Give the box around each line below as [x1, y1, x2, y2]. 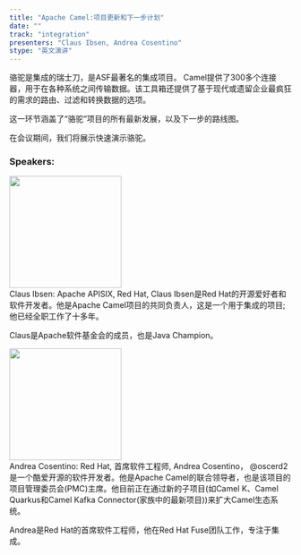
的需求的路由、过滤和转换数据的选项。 [9, 95, 150, 106]
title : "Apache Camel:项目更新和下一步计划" [9, 13, 165, 22]
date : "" [9, 21, 42, 30]
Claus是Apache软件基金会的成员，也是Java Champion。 [9, 330, 219, 341]
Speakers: [9, 156, 56, 168]
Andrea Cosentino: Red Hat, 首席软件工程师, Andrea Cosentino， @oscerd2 [9, 461, 288, 472]
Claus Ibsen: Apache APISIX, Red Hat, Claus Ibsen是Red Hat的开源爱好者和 [9, 288, 287, 300]
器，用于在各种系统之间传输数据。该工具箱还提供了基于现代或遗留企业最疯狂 [9, 83, 292, 94]
